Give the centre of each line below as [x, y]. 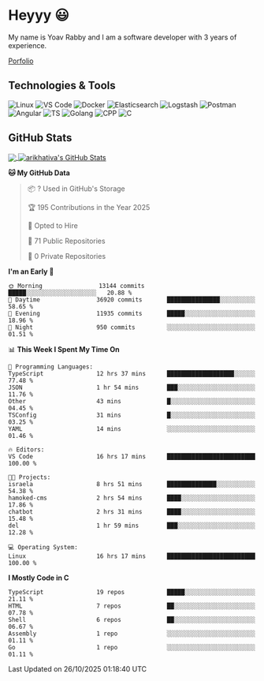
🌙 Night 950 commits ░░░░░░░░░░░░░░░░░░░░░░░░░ [132, 327]
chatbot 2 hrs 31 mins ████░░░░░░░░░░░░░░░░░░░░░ [132, 512]
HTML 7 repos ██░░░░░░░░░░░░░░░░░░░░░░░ [132, 606]
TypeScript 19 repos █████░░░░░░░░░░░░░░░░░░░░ [132, 593]
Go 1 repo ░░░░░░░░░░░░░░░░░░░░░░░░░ [132, 648]
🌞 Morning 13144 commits [76, 286]
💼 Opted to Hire [53, 226]
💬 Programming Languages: [50, 367]
